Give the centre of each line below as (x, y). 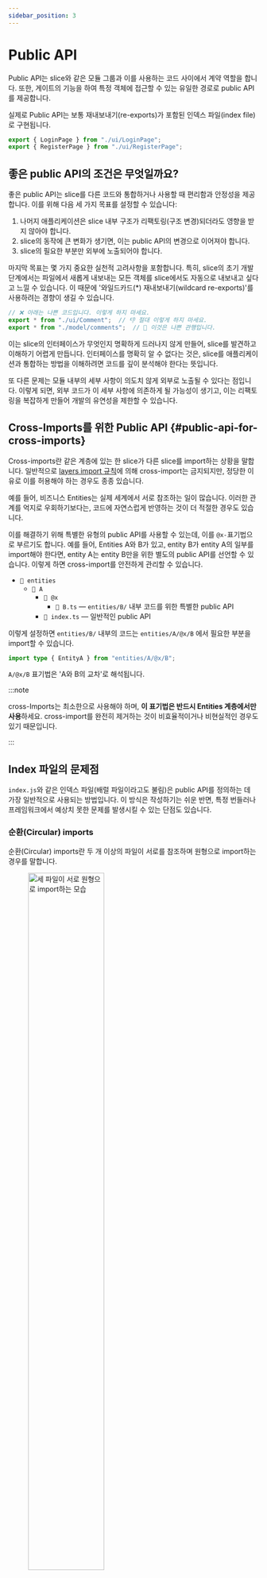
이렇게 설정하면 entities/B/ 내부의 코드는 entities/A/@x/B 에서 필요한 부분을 (130, 633)
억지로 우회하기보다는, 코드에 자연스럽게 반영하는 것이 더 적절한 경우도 (131, 507)
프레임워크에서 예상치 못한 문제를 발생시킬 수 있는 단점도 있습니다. (110, 810)
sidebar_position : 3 (43, 15)
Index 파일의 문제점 (54, 769)
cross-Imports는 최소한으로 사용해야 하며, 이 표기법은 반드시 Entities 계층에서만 (132, 706)
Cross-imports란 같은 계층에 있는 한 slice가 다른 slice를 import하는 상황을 (124, 461)
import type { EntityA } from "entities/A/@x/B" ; (92, 658)
